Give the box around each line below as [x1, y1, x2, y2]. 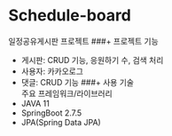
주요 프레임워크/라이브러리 [20, 88, 113, 99]
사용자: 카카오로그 [20, 66, 83, 76]
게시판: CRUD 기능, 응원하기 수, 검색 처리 [20, 54, 164, 65]
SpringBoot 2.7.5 [20, 108, 82, 118]
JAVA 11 [20, 98, 50, 108]
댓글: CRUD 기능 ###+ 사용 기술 [20, 76, 135, 87]
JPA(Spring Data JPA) [20, 116, 101, 127]
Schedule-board [8, 5, 132, 26]
